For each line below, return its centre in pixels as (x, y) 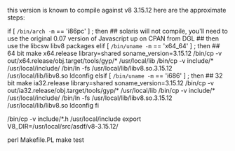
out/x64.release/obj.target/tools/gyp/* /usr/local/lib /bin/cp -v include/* (110, 61)
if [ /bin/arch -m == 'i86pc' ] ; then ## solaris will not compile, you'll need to (117, 31)
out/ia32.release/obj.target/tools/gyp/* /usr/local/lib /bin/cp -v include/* (111, 91)
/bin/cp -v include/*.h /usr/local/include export (74, 119)
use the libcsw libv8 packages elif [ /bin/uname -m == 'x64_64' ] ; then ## (114, 46)
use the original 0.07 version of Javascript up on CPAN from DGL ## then (113, 38)
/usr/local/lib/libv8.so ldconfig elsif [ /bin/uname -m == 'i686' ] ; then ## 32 (115, 75)
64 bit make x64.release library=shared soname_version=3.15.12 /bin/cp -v (115, 53)
